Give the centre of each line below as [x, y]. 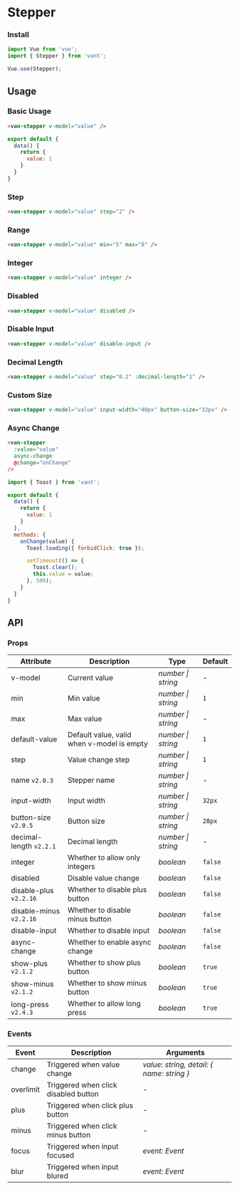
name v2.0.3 [32, 781]
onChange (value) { [47, 541]
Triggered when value [83, 1064]
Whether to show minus [107, 983]
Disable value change [103, 878]
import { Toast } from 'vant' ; [54, 482]
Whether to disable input [108, 931]
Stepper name [91, 781]
